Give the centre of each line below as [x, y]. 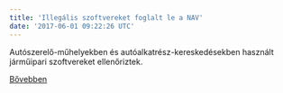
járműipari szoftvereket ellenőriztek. [76, 61]
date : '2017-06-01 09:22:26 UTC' [72, 26]
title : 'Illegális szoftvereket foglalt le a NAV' [106, 18]
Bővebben [28, 79]
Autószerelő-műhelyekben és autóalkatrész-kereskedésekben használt [141, 51]
